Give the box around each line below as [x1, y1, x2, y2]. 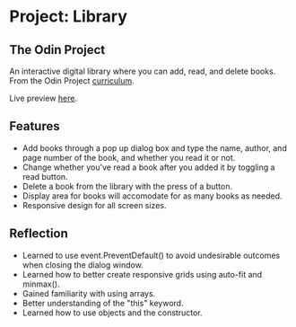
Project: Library [9, 6, 128, 27]
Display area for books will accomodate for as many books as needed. [22, 190, 283, 201]
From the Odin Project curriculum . [9, 75, 135, 86]
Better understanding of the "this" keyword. [22, 297, 184, 308]
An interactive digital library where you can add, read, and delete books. [9, 66, 276, 76]
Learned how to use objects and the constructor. [22, 307, 203, 318]
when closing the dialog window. [22, 259, 144, 270]
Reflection [9, 226, 69, 242]
